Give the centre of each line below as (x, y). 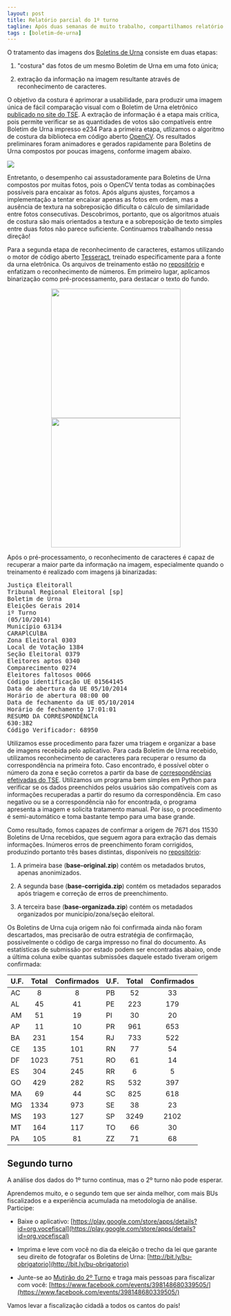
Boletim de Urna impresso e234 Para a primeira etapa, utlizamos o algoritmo (116, 129)
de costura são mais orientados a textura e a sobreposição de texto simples (115, 222)
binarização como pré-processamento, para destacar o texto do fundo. (108, 279)
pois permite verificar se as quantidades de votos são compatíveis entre (110, 122)
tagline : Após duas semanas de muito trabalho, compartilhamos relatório (115, 26)
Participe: (21, 1208)
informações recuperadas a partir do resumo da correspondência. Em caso (114, 795)
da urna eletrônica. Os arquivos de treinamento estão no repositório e (106, 264)
